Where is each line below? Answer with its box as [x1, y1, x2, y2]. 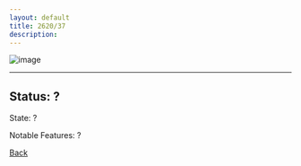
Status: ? [9, 89, 60, 104]
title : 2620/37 [9, 22, 66, 31]
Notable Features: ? [9, 130, 82, 141]
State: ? [9, 113, 38, 124]
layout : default [9, 13, 70, 22]
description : [9, 30, 58, 39]
